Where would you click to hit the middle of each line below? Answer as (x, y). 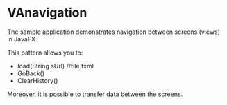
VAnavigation (47, 13)
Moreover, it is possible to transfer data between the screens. (95, 94)
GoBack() (31, 73)
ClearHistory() (37, 80)
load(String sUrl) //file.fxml (55, 66)
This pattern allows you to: (45, 52)
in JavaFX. (22, 39)
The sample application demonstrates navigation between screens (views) (114, 32)
